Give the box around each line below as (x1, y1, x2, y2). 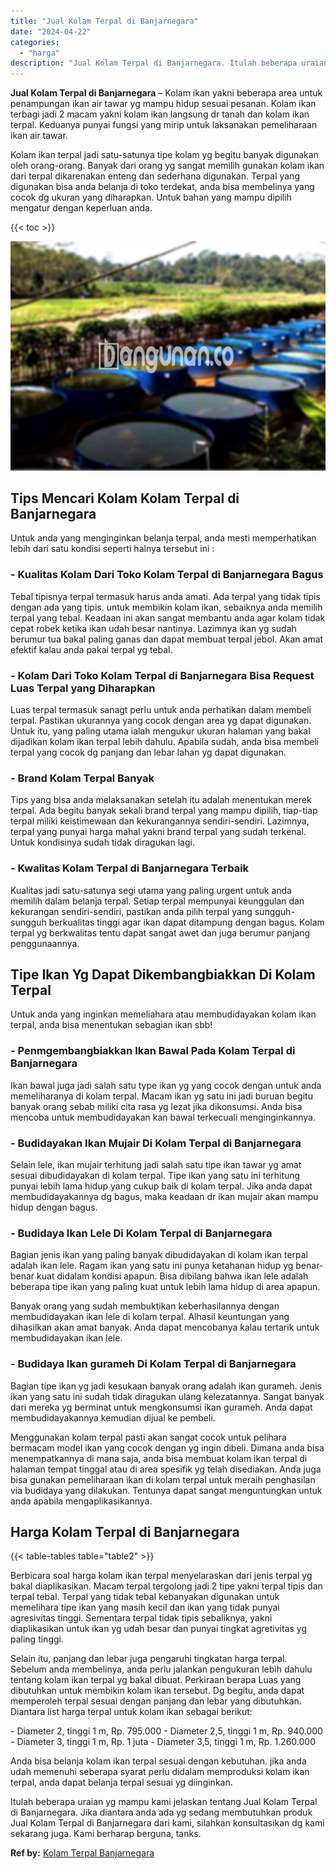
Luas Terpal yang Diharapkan (10, 681, 156, 695)
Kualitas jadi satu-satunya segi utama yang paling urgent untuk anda (10, 884, 292, 896)
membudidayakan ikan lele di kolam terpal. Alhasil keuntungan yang (10, 1311, 290, 1323)
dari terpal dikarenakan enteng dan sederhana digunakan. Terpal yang (10, 170, 300, 182)
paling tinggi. (10, 1633, 64, 1645)
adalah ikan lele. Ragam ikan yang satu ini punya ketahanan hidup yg (10, 1260, 294, 1272)
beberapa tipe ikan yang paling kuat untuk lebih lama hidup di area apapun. (10, 1281, 321, 1293)
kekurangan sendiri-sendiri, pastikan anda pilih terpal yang (10, 905, 253, 917)
